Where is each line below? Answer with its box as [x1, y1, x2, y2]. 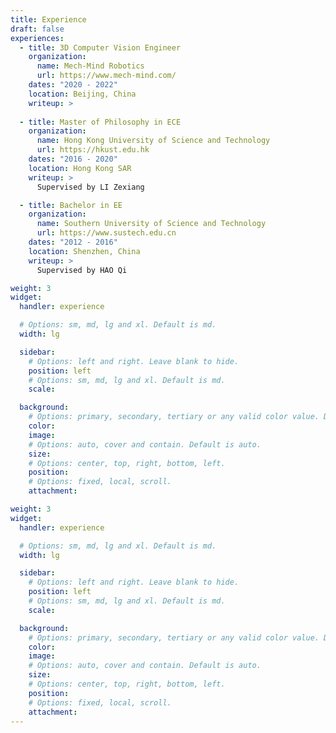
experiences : [10, 33, 65, 43]
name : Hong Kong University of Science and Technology [36, 136, 271, 146]
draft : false [10, 24, 65, 34]
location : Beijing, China [28, 89, 137, 99]
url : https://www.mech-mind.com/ [36, 71, 177, 81]
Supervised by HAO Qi [36, 265, 128, 275]
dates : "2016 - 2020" [28, 154, 118, 164]
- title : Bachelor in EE [19, 200, 123, 210]
